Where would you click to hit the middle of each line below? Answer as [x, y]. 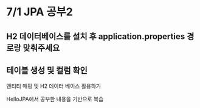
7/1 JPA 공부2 [40, 12]
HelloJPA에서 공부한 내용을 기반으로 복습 [55, 99]
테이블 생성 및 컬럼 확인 [47, 70]
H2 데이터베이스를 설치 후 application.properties [96, 36]
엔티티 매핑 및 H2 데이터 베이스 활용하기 [54, 86]
